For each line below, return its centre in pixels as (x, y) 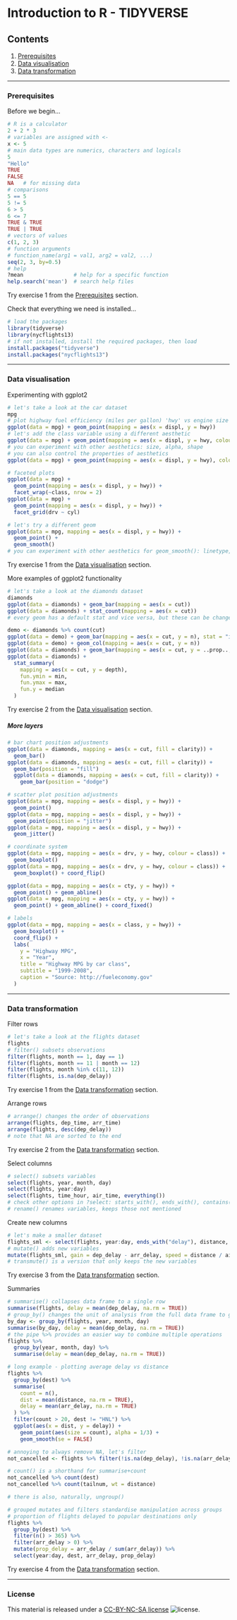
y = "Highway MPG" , (49, 951)
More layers (25, 726)
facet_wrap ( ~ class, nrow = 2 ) (58, 493)
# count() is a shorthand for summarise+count (77, 1471)
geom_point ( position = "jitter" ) (63, 821)
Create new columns (37, 1222)
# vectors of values (38, 236)
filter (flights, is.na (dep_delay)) (60, 1076)
